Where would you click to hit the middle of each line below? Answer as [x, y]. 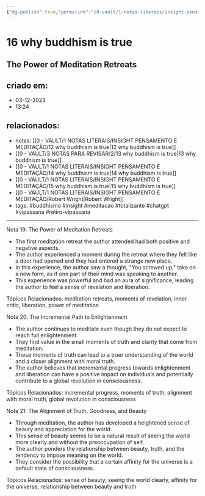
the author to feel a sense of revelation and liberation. [82, 286]
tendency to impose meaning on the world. [69, 455]
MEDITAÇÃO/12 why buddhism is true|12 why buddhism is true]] [95, 147]
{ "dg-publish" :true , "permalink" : [49, 12]
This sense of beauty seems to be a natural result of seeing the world [103, 436]
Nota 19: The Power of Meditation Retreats [59, 229]
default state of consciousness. [55, 468]
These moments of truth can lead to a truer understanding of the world [104, 354]
